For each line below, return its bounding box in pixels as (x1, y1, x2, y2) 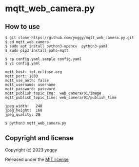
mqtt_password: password (5, 86, 56, 91)
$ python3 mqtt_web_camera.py (5, 121, 67, 125)
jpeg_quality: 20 (5, 112, 40, 117)
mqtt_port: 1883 (5, 74, 38, 79)
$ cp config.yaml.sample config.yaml (5, 57, 82, 62)
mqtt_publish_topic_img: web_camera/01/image (5, 91, 101, 96)
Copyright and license (5, 134, 74, 142)
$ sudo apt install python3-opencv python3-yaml (5, 44, 108, 49)
